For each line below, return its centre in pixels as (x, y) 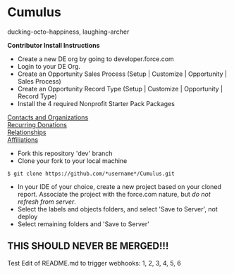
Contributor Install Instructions (54, 45)
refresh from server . (47, 202)
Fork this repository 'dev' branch (65, 153)
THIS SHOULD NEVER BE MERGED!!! (88, 246)
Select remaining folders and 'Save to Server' (83, 224)
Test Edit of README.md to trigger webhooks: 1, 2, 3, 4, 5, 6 (94, 263)
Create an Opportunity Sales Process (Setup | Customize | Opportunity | (122, 74)
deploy (27, 216)
